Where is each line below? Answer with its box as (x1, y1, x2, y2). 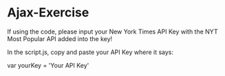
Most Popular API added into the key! (7, 34, 113, 42)
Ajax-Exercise (7, 5, 89, 21)
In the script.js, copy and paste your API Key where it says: (7, 48, 174, 56)
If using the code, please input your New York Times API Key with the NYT (7, 27, 218, 36)
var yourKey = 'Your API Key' (7, 61, 89, 69)
